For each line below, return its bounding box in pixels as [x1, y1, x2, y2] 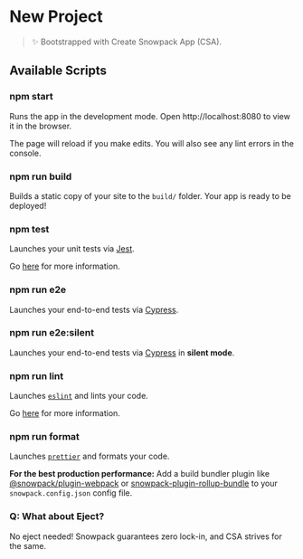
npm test [9, 223, 50, 235]
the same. [9, 540, 47, 551]
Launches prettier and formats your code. [9, 450, 170, 462]
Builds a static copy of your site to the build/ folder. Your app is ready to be [9, 190, 291, 201]
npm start [9, 90, 54, 103]
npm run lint [9, 369, 64, 382]
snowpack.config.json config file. [9, 488, 133, 498]
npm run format [9, 431, 80, 443]
